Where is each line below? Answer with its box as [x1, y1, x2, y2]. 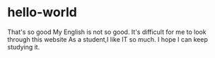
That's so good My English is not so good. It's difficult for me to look [7, 28, 207, 36]
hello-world [7, 4, 78, 21]
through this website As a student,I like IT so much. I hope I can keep [7, 35, 209, 43]
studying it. [7, 42, 40, 51]
